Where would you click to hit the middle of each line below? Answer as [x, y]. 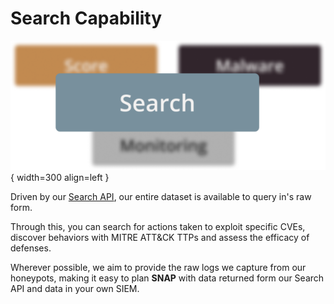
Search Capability [86, 18]
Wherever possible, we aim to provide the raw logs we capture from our [158, 267]
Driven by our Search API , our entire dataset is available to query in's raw [161, 196]
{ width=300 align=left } [60, 177]
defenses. [31, 248]
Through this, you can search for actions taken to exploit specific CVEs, [158, 226]
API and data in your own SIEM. [75, 288]
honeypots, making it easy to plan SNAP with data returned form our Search [167, 278]
